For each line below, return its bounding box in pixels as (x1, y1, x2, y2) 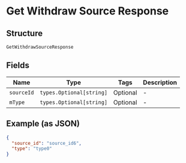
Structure (6, 28, 43, 38)
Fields (6, 60, 30, 70)
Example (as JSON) (6, 118, 80, 129)
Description (143, 78, 178, 87)
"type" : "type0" (11, 146, 52, 152)
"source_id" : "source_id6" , (11, 140, 82, 146)
